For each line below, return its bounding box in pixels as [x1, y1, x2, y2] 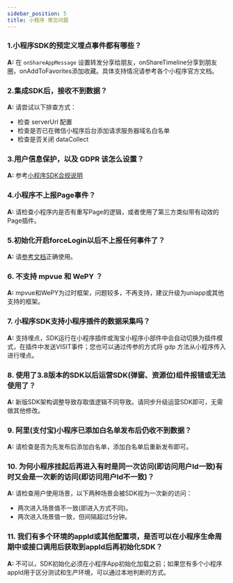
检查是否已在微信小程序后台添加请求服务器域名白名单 [17, 127, 170, 135]
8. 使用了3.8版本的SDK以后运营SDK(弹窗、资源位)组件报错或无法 [7, 370, 226, 380]
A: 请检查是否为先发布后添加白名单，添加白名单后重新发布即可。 [7, 442, 193, 451]
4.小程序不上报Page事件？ [7, 191, 96, 200]
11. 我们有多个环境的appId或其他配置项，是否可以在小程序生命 [7, 532, 215, 541]
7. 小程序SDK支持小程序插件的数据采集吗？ [7, 317, 151, 326]
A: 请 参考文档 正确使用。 [7, 252, 77, 261]
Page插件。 [7, 216, 40, 225]
